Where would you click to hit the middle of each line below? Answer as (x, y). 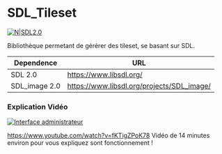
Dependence (35, 63)
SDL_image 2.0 (36, 86)
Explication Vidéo (38, 107)
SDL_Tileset (42, 13)
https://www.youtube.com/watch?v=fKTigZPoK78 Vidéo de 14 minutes (109, 136)
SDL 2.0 (24, 75)
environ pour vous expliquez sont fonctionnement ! (80, 143)
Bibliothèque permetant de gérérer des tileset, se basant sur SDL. (101, 45)
